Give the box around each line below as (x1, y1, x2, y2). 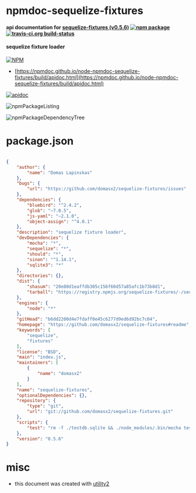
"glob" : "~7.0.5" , (27, 207, 72, 214)
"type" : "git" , (27, 403, 64, 409)
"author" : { (16, 164, 45, 170)
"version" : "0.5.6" (16, 436, 64, 442)
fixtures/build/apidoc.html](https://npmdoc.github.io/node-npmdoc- (14, 74, 179, 81)
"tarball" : (27, 289, 54, 295)
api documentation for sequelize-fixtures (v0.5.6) (6, 23, 129, 30)
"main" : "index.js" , (16, 355, 66, 360)
